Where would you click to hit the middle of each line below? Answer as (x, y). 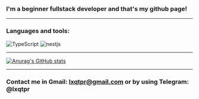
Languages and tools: (38, 31)
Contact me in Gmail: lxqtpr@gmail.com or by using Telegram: (98, 81)
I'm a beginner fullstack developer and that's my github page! (97, 9)
